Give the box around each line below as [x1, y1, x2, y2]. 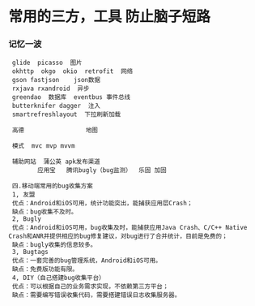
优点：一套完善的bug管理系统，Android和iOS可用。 [11, 256, 162, 265]
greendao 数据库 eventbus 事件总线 [11, 93, 131, 101]
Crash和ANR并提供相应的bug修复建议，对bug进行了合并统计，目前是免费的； [8, 232, 228, 240]
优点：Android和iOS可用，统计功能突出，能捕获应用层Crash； [11, 200, 193, 208]
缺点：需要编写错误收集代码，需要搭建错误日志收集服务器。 [11, 291, 181, 300]
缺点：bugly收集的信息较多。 [11, 241, 97, 249]
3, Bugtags [11, 248, 49, 256]
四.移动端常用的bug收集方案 [11, 182, 93, 191]
